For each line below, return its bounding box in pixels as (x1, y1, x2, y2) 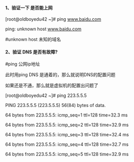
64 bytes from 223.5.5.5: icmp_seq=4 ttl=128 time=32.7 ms (5, 141, 129, 147)
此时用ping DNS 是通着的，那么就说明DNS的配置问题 (5, 72, 115, 78)
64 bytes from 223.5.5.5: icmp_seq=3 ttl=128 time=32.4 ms (5, 132, 129, 138)
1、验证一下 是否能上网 (5, 5, 53, 11)
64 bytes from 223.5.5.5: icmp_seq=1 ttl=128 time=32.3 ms (5, 112, 128, 118)
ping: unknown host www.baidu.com (5, 26, 82, 32)
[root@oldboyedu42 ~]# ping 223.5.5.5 (5, 92, 87, 98)
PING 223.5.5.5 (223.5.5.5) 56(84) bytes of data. (5, 102, 106, 109)
